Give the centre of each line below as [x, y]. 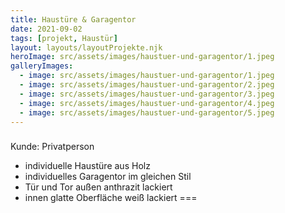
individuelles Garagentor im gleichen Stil [108, 177]
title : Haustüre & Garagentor [73, 19]
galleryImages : [42, 66]
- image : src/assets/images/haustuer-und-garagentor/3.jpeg [147, 94]
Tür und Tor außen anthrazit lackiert [98, 187]
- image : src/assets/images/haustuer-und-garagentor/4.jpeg [147, 103]
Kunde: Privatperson [52, 147]
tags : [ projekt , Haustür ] [64, 38]
